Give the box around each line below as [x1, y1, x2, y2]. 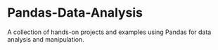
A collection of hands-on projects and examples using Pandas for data [7, 28, 212, 36]
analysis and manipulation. [7, 35, 84, 43]
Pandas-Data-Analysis [7, 5, 143, 21]
